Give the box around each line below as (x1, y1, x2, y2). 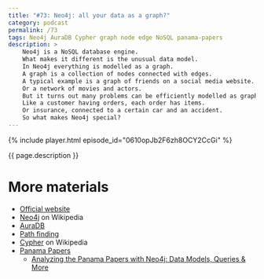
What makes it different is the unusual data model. (22, 56, 199, 64)
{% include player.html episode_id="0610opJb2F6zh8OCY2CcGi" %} (8, 135, 233, 145)
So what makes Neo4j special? (22, 114, 122, 122)
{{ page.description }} (8, 150, 79, 160)
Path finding (19, 229, 60, 238)
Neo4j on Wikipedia (19, 212, 84, 222)
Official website (19, 204, 71, 213)
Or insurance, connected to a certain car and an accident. (22, 107, 223, 115)
